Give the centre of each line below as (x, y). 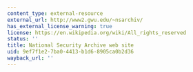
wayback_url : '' (30, 58)
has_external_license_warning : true (60, 26)
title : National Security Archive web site (71, 45)
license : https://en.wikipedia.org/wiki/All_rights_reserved (97, 33)
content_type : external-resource (55, 13)
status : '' (23, 39)
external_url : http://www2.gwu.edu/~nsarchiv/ (75, 20)
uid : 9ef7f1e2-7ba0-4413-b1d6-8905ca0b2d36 (71, 52)
